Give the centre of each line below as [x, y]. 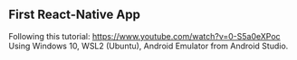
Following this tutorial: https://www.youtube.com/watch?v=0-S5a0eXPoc [145, 36]
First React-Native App [75, 15]
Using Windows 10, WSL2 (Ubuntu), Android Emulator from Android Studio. [148, 46]
